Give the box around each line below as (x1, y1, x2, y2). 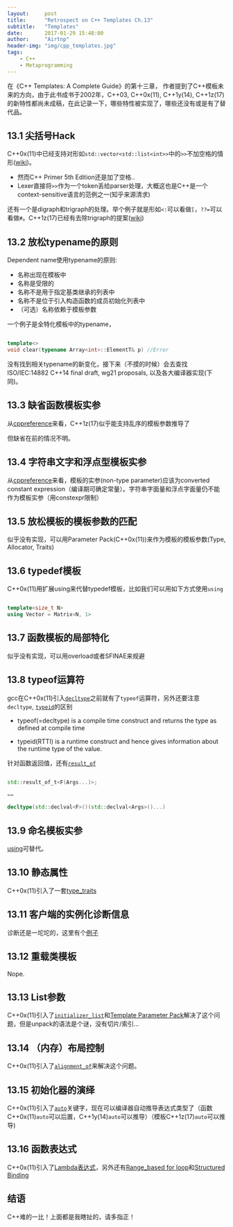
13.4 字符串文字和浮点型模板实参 (7, 456, 147, 468)
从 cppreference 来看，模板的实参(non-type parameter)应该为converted (7, 476, 210, 484)
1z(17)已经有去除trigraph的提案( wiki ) (40, 214, 144, 222)
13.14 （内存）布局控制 (7, 1042, 105, 1053)
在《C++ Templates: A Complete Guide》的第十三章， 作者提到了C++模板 (7, 81, 218, 90)
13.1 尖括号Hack (7, 130, 76, 142)
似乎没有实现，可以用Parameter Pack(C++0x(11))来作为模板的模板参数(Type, (7, 535, 226, 543)
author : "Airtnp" (7, 36, 70, 43)
